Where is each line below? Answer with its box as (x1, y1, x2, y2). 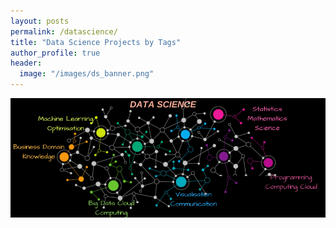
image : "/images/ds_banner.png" (19, 69, 155, 79)
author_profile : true (10, 48, 101, 58)
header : (10, 58, 43, 69)
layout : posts (10, 16, 70, 26)
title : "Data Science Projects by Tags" (10, 37, 182, 47)
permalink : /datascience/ (10, 26, 118, 37)
